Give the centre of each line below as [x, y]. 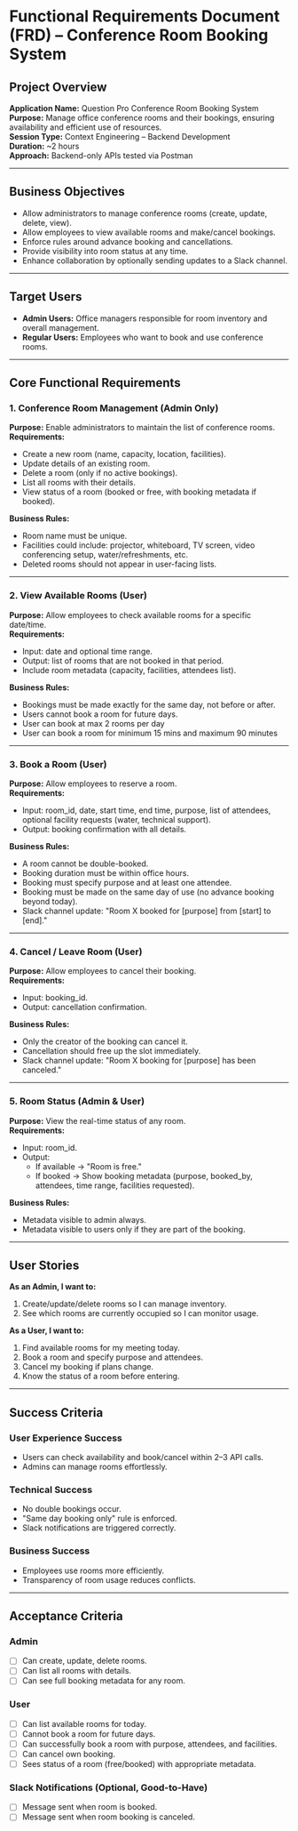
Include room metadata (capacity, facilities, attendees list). [129, 670]
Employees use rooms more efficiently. [93, 1570]
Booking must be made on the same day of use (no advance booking [148, 892]
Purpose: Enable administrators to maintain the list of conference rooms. [142, 428]
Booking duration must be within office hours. [105, 872]
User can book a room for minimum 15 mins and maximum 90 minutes [149, 733]
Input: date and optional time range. [87, 651]
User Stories [44, 1265]
